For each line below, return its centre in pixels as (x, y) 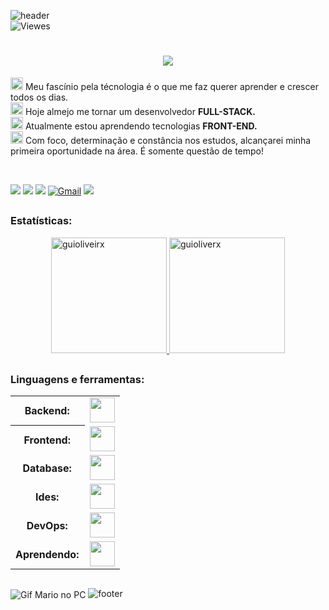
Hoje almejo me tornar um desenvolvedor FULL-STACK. (140, 111)
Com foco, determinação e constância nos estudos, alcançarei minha (168, 140)
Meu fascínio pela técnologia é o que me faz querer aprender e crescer (171, 86)
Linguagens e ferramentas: (77, 380)
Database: (47, 468)
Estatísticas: (41, 221)
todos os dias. (39, 97)
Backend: (47, 411)
